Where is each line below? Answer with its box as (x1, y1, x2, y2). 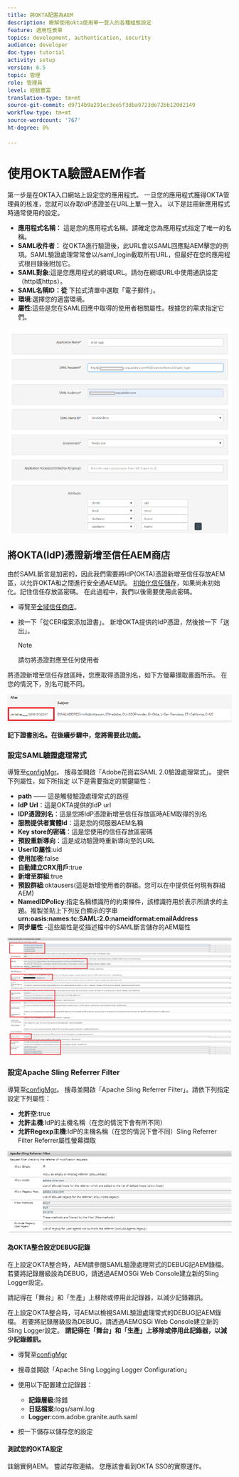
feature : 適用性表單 (7, 26, 63, 33)
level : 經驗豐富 (7, 86, 51, 94)
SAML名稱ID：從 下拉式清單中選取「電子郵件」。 (17, 286, 160, 294)
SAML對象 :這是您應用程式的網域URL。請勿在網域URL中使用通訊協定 (17, 268, 218, 276)
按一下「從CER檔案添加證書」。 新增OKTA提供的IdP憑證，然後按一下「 (17, 617, 224, 626)
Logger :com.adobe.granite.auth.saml (28, 1412, 138, 1421)
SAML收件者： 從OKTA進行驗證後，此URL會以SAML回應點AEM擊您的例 (17, 241, 229, 249)
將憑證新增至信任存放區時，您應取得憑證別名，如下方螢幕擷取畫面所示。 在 (7, 670, 228, 679)
